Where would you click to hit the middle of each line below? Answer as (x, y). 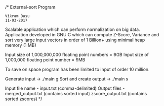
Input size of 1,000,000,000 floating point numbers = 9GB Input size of (77, 54)
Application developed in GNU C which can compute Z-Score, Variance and (82, 35)
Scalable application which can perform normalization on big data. (73, 29)
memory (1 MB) (21, 45)
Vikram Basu (17, 16)
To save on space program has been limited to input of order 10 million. (77, 69)
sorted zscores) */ (24, 99)
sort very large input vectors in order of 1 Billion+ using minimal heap (75, 40)
